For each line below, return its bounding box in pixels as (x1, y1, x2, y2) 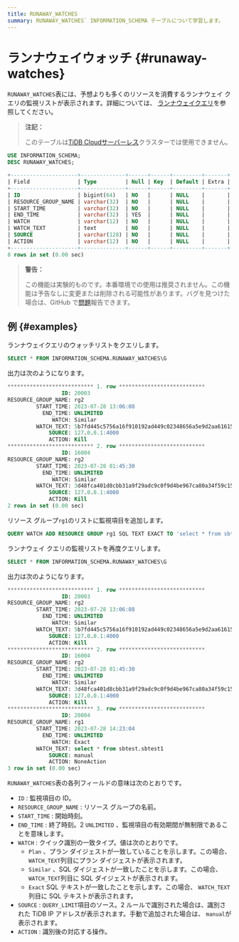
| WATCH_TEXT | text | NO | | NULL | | (7, 225, 231, 232)
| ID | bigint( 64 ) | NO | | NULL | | (7, 192, 231, 199)
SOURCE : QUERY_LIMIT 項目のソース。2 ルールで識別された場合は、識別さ (17, 901, 226, 909)
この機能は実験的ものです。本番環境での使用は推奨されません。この (24, 280, 224, 288)
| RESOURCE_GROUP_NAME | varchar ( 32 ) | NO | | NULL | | (7, 198, 231, 205)
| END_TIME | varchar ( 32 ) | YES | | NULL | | (7, 211, 231, 219)
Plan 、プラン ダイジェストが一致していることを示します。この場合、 (28, 847, 231, 856)
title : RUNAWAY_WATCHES (7, 10, 78, 18)
